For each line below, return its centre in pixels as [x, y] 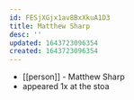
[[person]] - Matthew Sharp [74, 77]
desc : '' [26, 34]
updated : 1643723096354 [54, 43]
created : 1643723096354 [54, 51]
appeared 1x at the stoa [66, 86]
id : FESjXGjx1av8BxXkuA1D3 [60, 18]
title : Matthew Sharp [50, 26]
